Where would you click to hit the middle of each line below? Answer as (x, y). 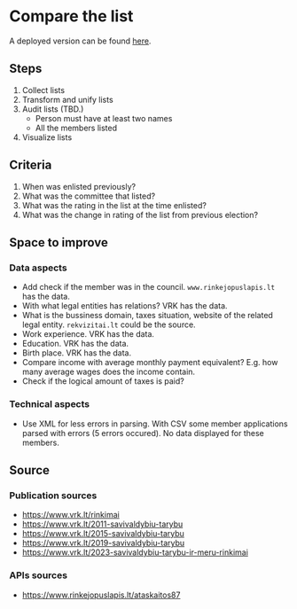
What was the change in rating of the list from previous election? (140, 215)
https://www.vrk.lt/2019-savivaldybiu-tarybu (103, 543)
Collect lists (43, 90)
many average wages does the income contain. (109, 372)
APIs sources (39, 575)
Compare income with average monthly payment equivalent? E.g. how (150, 363)
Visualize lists (47, 137)
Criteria (31, 165)
